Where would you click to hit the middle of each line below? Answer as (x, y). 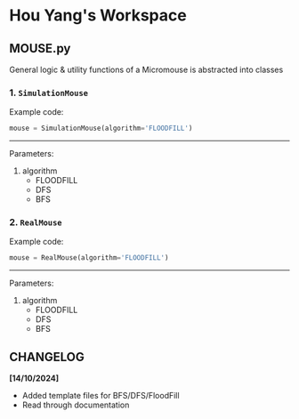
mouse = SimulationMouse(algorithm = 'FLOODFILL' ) (101, 129)
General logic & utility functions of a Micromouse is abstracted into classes (146, 69)
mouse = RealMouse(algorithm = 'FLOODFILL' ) (89, 258)
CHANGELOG (47, 357)
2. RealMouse (36, 222)
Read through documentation (76, 405)
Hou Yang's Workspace (98, 16)
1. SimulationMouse (49, 93)
